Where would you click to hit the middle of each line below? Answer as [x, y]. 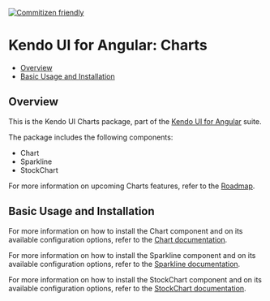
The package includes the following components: [91, 137]
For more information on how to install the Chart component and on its [126, 230]
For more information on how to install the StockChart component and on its [135, 279]
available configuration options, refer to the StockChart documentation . [127, 288]
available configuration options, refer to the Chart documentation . [118, 239]
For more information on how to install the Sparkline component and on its [132, 255]
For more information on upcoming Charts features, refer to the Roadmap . [132, 186]
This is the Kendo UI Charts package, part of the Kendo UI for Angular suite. [135, 121]
